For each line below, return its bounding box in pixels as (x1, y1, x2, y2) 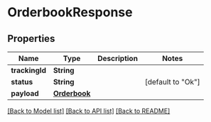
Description (97, 54, 139, 63)
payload (11, 89, 39, 98)
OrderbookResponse (7, 4, 133, 21)
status (11, 77, 33, 87)
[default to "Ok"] (144, 77, 200, 87)
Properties (7, 33, 55, 45)
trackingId (11, 65, 47, 75)
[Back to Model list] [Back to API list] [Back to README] (7, 107, 171, 115)
